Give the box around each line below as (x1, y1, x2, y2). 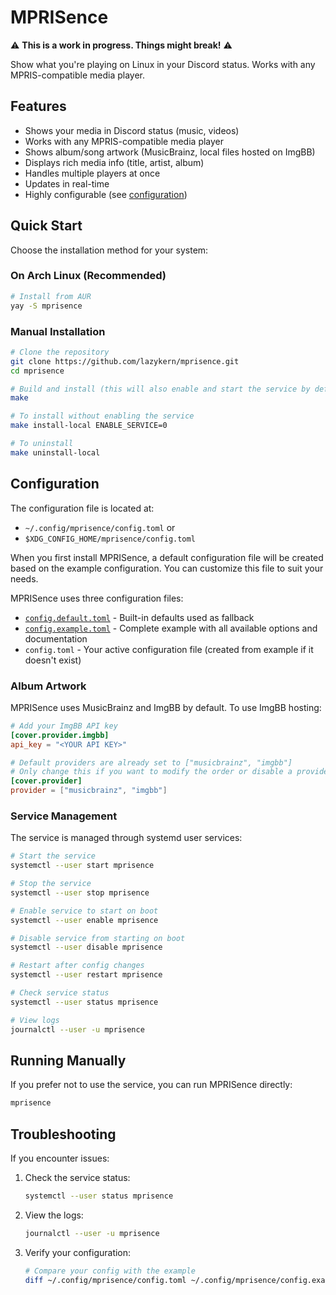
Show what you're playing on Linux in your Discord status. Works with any (10, 58, 316, 70)
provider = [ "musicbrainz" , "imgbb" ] (10, 786, 168, 796)
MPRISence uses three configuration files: (10, 592, 184, 604)
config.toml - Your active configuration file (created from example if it (24, 643, 314, 655)
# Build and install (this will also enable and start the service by (10, 384, 311, 394)
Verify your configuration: (24, 1246, 132, 1258)
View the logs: (24, 1209, 84, 1221)
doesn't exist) (24, 654, 82, 666)
